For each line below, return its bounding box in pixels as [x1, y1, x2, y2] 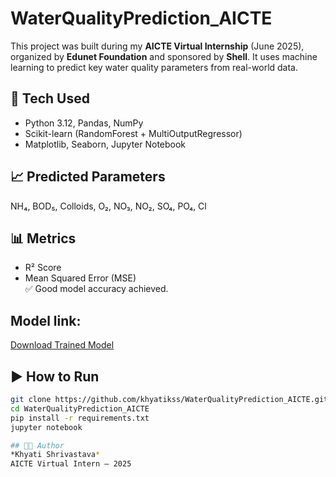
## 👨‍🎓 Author [10, 440, 65, 451]
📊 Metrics [10, 230, 77, 247]
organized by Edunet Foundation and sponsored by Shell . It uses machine [10, 50, 318, 62]
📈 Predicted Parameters [10, 168, 166, 186]
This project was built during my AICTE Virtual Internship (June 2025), [10, 40, 305, 52]
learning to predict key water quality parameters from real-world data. [10, 61, 299, 73]
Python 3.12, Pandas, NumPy [24, 117, 144, 129]
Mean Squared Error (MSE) [24, 272, 137, 284]
